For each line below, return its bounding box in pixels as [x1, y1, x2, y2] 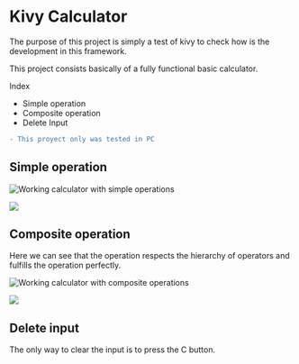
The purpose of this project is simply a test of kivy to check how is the [9, 36, 270, 47]
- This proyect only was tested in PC [9, 134, 155, 143]
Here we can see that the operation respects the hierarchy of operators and [9, 250, 290, 261]
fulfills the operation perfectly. [9, 259, 122, 271]
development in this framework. [9, 45, 128, 56]
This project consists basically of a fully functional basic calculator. [9, 63, 258, 74]
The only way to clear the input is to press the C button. [9, 344, 216, 355]
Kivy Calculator [9, 6, 128, 27]
